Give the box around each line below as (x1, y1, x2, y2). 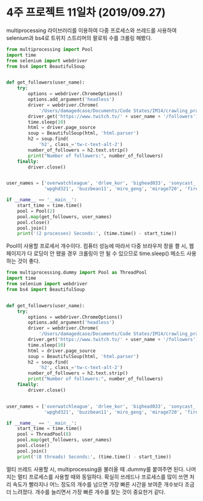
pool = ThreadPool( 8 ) (17, 431, 71, 437)
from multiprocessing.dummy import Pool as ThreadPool (6, 270, 147, 276)
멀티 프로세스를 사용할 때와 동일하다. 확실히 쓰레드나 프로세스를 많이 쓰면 (17, 473, 188, 480)
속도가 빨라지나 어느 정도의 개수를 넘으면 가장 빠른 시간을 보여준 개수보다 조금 (12, 480, 195, 488)
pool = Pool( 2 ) (17, 208, 56, 214)
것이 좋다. (17, 257, 40, 265)
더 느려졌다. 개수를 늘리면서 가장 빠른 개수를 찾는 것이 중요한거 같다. (6, 488, 166, 496)
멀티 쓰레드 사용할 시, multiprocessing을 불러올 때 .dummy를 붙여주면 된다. (6, 465, 185, 473)
